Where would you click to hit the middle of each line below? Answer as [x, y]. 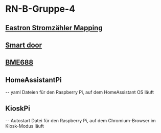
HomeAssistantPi [34, 80]
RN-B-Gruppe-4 [40, 9]
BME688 [19, 63]
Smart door [24, 45]
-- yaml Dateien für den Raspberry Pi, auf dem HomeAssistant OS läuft [80, 92]
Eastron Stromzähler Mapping [54, 28]
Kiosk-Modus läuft [25, 126]
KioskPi [18, 108]
